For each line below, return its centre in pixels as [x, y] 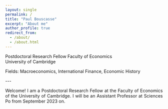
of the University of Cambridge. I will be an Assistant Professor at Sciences [84, 96]
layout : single [21, 10]
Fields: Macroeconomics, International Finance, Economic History [73, 71]
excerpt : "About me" [27, 24]
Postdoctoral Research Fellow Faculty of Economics [59, 56]
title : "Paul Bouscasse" [31, 19]
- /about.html [24, 42]
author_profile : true [28, 28]
